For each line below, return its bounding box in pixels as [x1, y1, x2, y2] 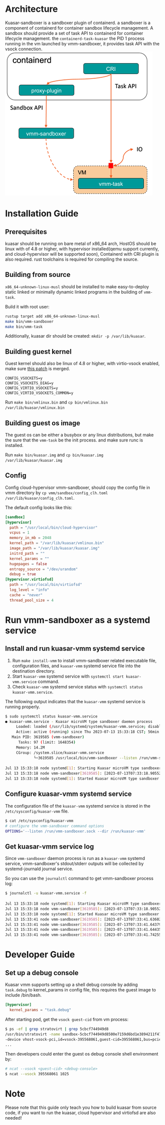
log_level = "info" [9, 587, 50, 592]
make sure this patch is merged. [5, 366, 70, 372]
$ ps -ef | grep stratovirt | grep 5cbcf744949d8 [5, 1026, 109, 1031]
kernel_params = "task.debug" [9, 1008, 71, 1013]
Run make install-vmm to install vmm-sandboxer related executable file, [12, 657, 157, 663]
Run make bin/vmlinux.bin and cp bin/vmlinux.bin [5, 399, 108, 405]
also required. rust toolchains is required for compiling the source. [5, 256, 139, 262]
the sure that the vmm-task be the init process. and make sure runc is [5, 437, 143, 443]
